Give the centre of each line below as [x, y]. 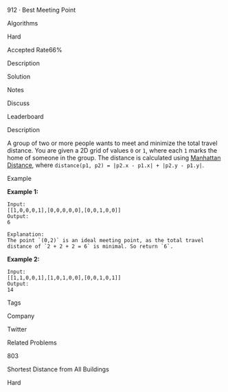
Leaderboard [25, 117]
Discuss [18, 103]
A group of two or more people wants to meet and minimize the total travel [112, 143]
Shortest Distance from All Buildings [58, 369]
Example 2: [23, 259]
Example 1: [23, 192]
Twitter [17, 329]
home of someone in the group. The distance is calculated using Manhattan [114, 158]
